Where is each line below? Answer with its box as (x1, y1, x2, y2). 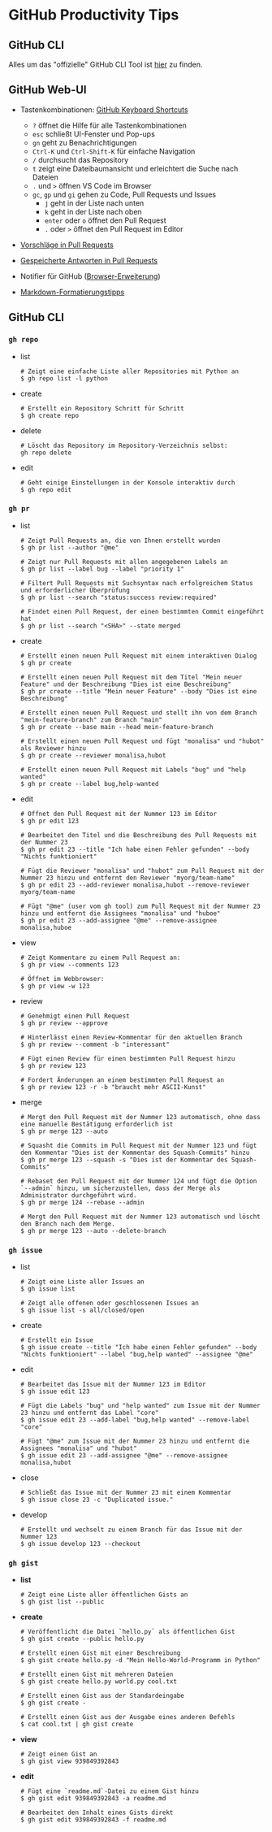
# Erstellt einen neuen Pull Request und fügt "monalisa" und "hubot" (19, 737, 265, 745)
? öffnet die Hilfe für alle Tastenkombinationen (32, 120, 187, 130)
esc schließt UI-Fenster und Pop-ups (32, 128, 156, 139)
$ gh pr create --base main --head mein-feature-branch (19, 723, 214, 731)
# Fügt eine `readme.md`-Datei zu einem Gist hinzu (19, 1787, 199, 1795)
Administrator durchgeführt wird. (19, 1191, 137, 1200)
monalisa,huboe (19, 923, 72, 931)
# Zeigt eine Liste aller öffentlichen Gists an (19, 1591, 188, 1599)
